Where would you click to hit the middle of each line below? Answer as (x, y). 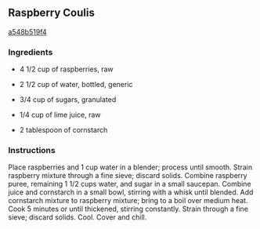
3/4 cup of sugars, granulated (68, 100)
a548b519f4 (27, 31)
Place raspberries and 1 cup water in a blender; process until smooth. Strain (130, 167)
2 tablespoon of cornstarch (63, 130)
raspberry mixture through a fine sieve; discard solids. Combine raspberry (128, 176)
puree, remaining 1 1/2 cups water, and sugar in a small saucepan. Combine (130, 184)
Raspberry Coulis (52, 13)
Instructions (32, 151)
